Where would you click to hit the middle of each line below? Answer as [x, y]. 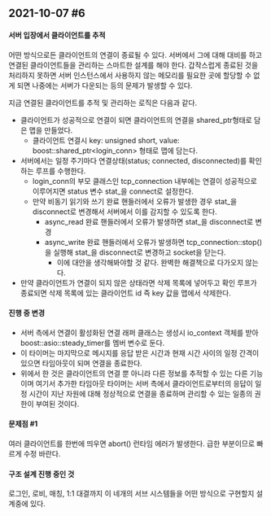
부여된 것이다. [57, 404]
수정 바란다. [42, 454]
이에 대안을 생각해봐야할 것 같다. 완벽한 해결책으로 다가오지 [150, 262]
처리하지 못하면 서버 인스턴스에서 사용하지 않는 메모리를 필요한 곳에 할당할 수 [130, 75]
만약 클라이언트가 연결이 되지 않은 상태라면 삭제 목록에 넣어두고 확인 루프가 [139, 282]
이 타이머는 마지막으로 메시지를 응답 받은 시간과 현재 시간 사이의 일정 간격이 [140, 352]
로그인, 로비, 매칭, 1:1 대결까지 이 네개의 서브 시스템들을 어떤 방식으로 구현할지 [131, 494]
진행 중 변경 [27, 313]
